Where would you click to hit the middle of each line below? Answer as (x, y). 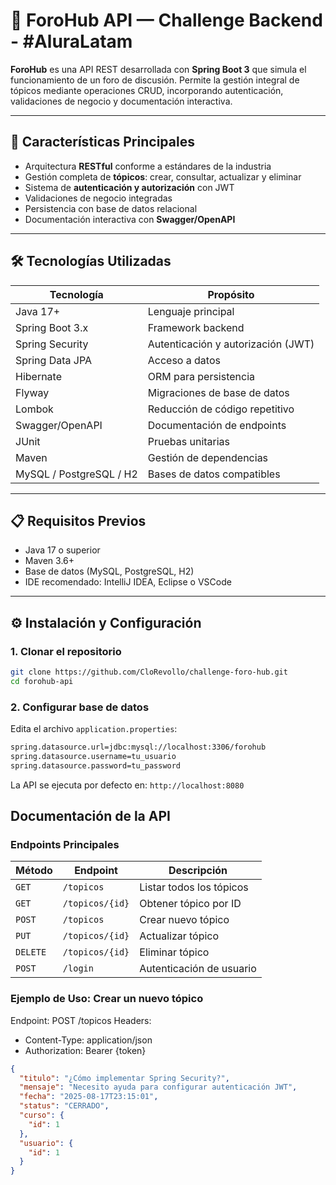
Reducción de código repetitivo (221, 409)
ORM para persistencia (201, 376)
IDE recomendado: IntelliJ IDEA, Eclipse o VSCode (128, 582)
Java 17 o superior (62, 550)
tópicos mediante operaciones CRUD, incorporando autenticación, (147, 90)
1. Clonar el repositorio (66, 651)
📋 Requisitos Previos (78, 520)
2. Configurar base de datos (80, 707)
